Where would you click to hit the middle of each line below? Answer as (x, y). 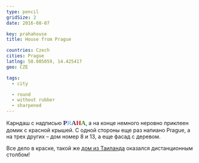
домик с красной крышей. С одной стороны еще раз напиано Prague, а (98, 130)
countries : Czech (28, 51)
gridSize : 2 (21, 17)
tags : (13, 78)
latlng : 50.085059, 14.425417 (44, 61)
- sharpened (27, 106)
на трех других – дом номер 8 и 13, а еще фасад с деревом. (84, 137)
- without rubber (33, 100)
